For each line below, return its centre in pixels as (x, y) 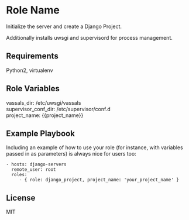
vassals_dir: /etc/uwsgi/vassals (44, 102)
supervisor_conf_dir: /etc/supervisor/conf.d (58, 109)
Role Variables (33, 89)
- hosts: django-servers (36, 164)
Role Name (33, 10)
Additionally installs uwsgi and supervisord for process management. (89, 37)
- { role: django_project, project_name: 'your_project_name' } (99, 180)
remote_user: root (34, 170)
